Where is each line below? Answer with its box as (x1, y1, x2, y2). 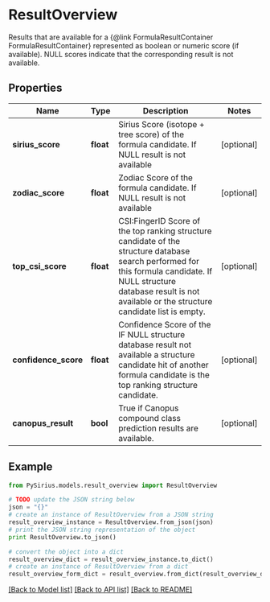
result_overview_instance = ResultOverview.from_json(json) (8, 518, 215, 526)
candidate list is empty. (117, 306, 207, 317)
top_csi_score (12, 260, 67, 271)
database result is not (117, 286, 200, 297)
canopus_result (12, 417, 74, 428)
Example (8, 460, 53, 474)
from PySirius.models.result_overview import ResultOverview (8, 481, 218, 489)
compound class (117, 412, 181, 423)
